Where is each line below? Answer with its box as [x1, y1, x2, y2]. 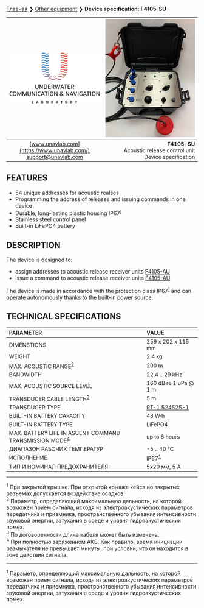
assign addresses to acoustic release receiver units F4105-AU [15, 268, 171, 275]
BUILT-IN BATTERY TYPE [8, 420, 73, 428]
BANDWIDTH [8, 371, 42, 378]
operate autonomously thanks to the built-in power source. [6, 294, 154, 301]
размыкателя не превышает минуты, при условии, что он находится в [6, 545, 189, 552]
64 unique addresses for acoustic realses [15, 189, 120, 196]
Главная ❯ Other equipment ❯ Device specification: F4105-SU [6, 5, 166, 12]
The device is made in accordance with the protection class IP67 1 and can [6, 286, 192, 294]
